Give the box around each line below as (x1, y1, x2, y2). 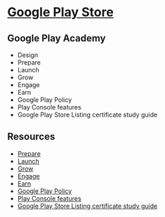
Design (17, 51, 39, 59)
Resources (7, 131, 55, 143)
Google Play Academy (7, 32, 106, 44)
